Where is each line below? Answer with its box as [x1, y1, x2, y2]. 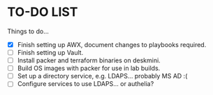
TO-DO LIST [7, 4, 78, 20]
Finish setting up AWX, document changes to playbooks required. [17, 40, 207, 49]
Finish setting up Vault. [17, 49, 84, 56]
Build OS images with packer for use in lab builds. [17, 64, 161, 73]
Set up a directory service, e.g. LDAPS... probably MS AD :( [17, 72, 188, 80]
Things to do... [7, 27, 49, 35]
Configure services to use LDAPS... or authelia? [17, 80, 154, 88]
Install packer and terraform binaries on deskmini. [17, 56, 161, 64]
